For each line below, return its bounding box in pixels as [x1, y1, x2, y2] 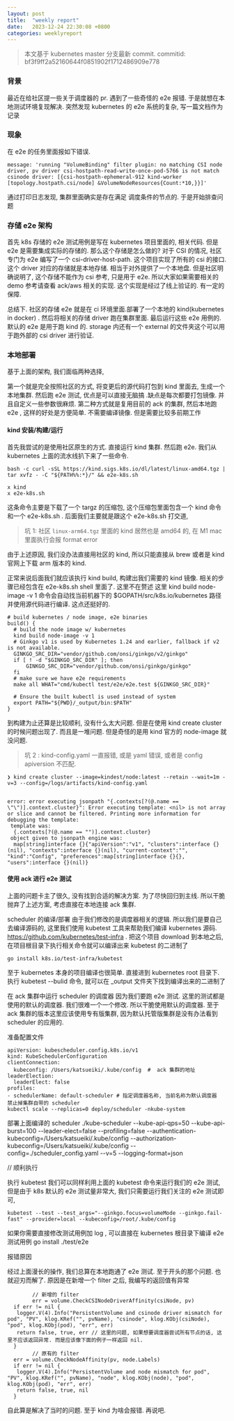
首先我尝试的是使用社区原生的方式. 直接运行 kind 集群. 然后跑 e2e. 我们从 [7, 443, 217, 451]
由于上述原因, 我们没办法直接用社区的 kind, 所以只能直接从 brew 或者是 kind [7, 550, 225, 559]
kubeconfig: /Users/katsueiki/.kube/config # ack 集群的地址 [13, 1066, 196, 1073]
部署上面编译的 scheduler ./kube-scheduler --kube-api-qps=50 [7, 1119, 190, 1127]
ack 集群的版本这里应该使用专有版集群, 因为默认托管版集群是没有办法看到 [7, 1009, 218, 1017]
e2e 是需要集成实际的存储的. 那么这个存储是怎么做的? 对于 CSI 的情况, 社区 [7, 246, 222, 255]
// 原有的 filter [32, 1350, 79, 1357]
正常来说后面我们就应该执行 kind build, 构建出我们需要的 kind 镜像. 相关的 [7, 573, 218, 582]
